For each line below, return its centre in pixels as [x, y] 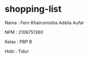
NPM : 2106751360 [24, 32]
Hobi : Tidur [17, 51]
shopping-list [33, 9]
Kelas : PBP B [18, 42]
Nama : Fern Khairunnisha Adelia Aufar [44, 23]
